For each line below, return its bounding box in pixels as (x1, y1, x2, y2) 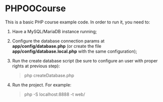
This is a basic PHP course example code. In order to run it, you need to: (5, 19, 150, 25)
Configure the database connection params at (12, 38, 105, 44)
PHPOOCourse (5, 3, 66, 14)
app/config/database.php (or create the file (12, 43, 102, 49)
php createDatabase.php (24, 72, 74, 78)
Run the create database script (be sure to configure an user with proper (12, 58, 158, 63)
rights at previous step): (12, 63, 60, 69)
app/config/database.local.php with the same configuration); (12, 48, 137, 54)
